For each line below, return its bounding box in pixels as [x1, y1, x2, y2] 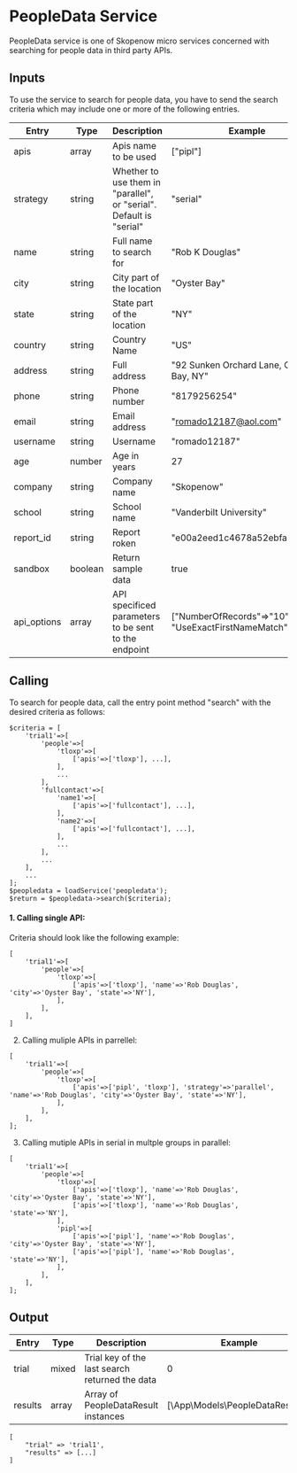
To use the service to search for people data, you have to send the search [9, 94, 278, 105]
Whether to [111, 165, 159, 177]
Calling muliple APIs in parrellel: [21, 1035, 138, 1045]
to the [111, 632, 137, 644]
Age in [111, 449, 140, 461]
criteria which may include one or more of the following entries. [9, 104, 240, 114]
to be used [111, 151, 157, 163]
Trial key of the [84, 1351, 147, 1363]
